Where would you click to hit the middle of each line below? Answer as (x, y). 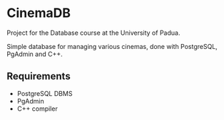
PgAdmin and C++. (35, 54)
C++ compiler (37, 109)
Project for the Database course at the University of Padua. (93, 33)
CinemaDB (39, 13)
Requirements (39, 76)
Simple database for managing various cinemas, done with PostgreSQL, (112, 46)
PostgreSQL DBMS (45, 93)
